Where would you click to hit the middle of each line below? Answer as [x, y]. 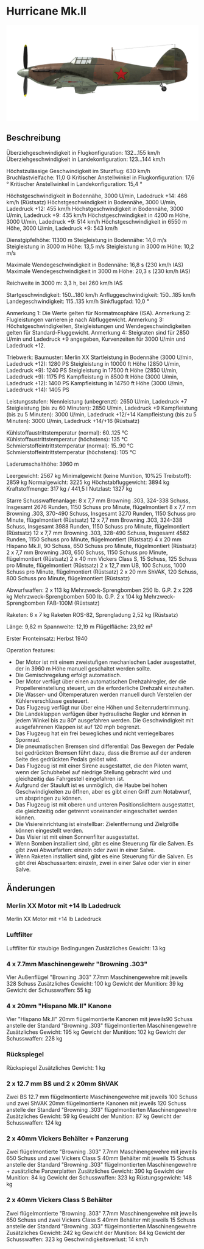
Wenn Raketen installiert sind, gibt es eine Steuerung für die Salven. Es [104, 856]
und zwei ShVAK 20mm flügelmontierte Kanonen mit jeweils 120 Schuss [97, 1103]
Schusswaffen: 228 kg [34, 1039]
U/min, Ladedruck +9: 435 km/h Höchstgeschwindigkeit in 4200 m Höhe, [98, 215]
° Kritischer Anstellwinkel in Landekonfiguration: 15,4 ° [74, 183]
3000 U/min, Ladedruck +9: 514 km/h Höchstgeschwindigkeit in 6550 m [97, 221]
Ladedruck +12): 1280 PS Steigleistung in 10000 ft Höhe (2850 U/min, [93, 363]
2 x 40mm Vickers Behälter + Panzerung [68, 1138]
